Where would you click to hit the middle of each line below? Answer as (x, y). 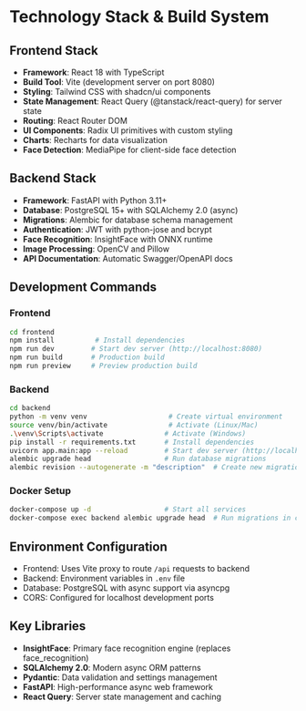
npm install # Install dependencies (97, 340)
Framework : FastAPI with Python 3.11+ (95, 200)
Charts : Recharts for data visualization (95, 140)
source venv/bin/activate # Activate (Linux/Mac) (134, 425)
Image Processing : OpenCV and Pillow (96, 249)
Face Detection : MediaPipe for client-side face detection (129, 149)
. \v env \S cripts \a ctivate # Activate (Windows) (128, 433)
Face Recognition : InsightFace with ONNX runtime (117, 239)
